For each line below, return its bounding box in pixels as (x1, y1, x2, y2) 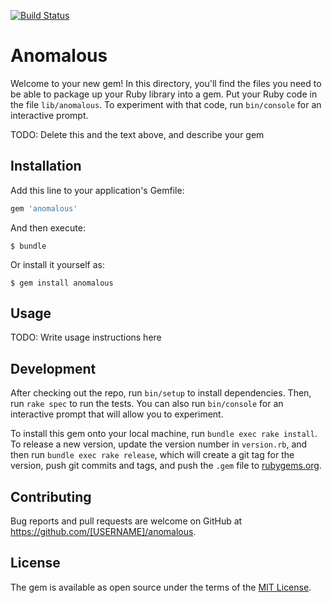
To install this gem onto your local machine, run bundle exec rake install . (10, 428, 318, 440)
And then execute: (10, 221, 86, 234)
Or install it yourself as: (10, 258, 105, 270)
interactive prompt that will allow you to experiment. (10, 408, 224, 420)
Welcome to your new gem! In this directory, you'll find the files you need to (10, 77, 322, 89)
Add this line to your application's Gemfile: (10, 184, 185, 196)
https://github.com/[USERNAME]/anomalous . (10, 526, 197, 538)
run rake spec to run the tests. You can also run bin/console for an (10, 398, 284, 410)
